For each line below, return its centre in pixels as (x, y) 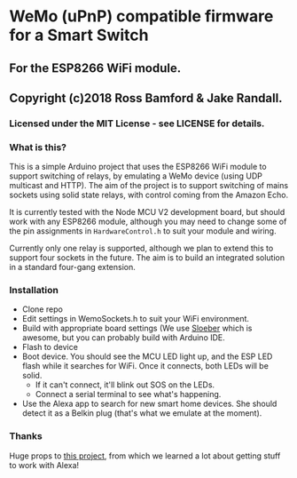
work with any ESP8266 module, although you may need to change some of (148, 222)
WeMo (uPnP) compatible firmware (141, 16)
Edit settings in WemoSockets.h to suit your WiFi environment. (136, 319)
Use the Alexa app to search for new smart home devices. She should (149, 404)
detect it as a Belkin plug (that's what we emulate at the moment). (142, 413)
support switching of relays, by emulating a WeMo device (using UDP (136, 176)
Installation (34, 291)
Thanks (26, 436)
